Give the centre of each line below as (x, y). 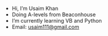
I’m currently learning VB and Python (57, 21)
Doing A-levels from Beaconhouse (54, 15)
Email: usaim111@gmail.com (45, 27)
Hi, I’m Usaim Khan (35, 8)
